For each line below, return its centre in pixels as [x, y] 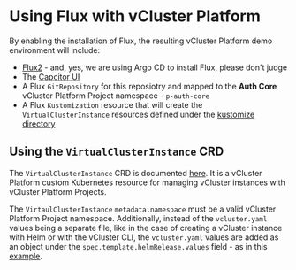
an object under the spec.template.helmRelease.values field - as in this [138, 246]
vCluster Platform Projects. [58, 191]
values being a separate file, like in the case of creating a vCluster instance [146, 228]
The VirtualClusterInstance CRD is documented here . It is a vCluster [136, 173]
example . [26, 256]
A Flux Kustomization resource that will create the [112, 104]
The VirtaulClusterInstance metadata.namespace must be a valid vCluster [143, 209]
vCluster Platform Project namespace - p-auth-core [116, 96]
